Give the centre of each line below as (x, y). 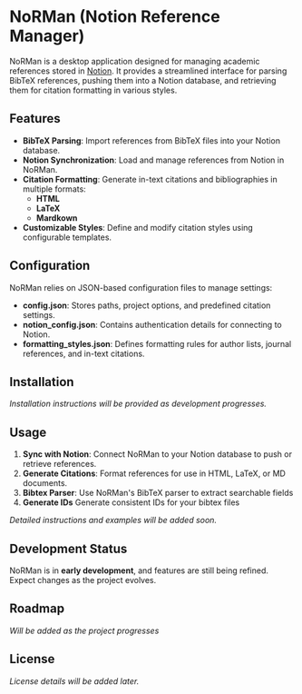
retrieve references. (59, 464)
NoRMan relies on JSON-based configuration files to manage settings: (141, 287)
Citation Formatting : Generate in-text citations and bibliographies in (150, 179)
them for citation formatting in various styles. (93, 90)
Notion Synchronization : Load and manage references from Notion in (153, 160)
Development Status (68, 548)
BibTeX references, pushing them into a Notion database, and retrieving (143, 80)
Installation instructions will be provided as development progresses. (138, 404)
